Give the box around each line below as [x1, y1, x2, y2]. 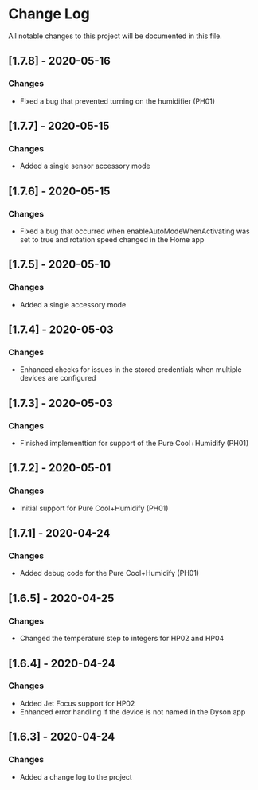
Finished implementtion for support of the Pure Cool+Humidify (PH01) [19, 439, 249, 448]
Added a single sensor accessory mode [19, 161, 150, 171]
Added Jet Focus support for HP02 [19, 698, 135, 708]
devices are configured [19, 373, 96, 383]
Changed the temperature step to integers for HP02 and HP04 [19, 634, 225, 643]
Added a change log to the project [19, 772, 133, 781]
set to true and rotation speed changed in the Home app [19, 235, 205, 244]
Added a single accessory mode [19, 299, 127, 309]
